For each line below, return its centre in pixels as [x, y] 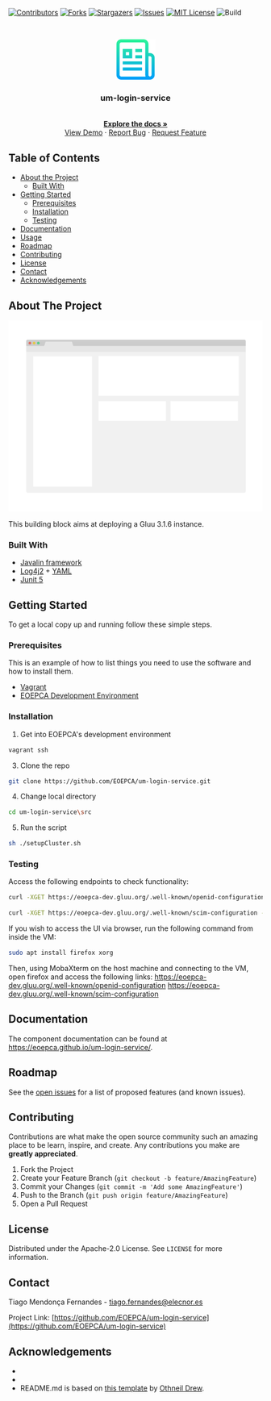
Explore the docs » [135, 124]
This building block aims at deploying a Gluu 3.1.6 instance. [106, 523]
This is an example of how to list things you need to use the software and [130, 663]
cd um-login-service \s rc [50, 812]
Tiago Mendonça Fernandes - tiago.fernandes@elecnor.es [106, 1302]
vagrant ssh [28, 750]
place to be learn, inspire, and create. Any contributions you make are [124, 1145]
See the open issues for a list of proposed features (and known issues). [127, 1092]
